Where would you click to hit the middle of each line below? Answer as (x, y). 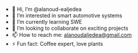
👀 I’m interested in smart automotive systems (67, 15)
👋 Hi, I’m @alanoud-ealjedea (47, 9)
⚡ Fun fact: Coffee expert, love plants (57, 44)
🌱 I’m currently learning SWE (47, 22)
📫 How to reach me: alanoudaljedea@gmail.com (72, 35)
